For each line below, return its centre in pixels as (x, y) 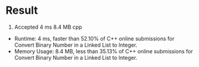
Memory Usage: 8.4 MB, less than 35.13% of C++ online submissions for (104, 51)
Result (22, 10)
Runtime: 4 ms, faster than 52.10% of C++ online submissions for (94, 38)
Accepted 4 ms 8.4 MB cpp (48, 27)
